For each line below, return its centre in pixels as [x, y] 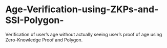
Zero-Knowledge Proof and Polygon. [44, 40]
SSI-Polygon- [35, 20]
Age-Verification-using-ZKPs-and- [82, 9]
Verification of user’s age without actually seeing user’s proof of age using [84, 34]
